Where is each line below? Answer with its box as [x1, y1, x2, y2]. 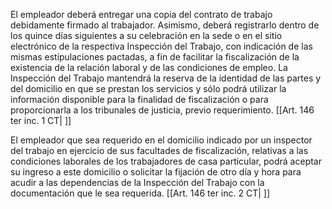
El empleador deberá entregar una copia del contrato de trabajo [10, 9, 273, 20]
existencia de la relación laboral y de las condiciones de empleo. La [10, 62, 288, 73]
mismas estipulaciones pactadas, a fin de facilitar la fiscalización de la [10, 51, 300, 63]
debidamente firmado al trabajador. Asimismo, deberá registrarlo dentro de [10, 19, 320, 31]
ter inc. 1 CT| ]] [10, 115, 72, 126]
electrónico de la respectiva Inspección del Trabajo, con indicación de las [10, 40, 313, 52]
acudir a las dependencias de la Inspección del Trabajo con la [10, 177, 265, 188]
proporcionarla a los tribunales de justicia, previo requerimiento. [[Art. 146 [10, 104, 315, 116]
